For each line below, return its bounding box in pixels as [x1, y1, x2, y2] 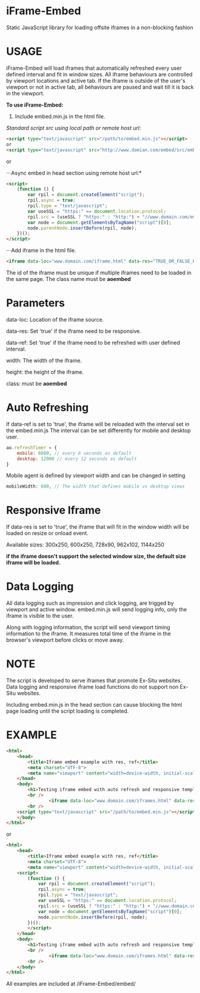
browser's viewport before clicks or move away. [6, 636, 124, 644]
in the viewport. [6, 89, 45, 96]
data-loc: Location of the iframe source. [6, 316, 104, 323]
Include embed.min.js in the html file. [14, 113, 105, 120]
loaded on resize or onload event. [6, 530, 89, 537]
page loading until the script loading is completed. [6, 707, 129, 715]
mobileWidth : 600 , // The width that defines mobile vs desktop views [6, 483, 185, 489]
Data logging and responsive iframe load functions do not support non [6, 683, 179, 691]
